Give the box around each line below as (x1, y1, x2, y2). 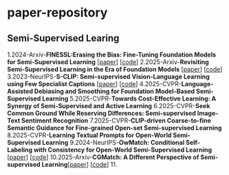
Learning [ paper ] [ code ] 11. (41, 161, 118, 168)
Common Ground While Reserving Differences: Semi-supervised (7, 109, 196, 117)
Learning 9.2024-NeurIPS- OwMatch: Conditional (42, 138, 185, 146)
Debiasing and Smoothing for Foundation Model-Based (34, 87, 195, 95)
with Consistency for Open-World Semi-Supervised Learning (33, 146, 212, 154)
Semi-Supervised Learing (7, 32, 120, 44)
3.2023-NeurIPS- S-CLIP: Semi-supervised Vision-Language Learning (7, 72, 210, 81)
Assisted (7, 87, 33, 95)
